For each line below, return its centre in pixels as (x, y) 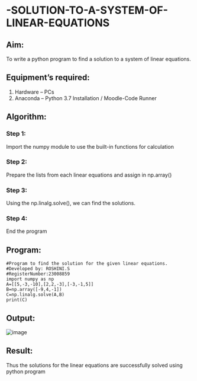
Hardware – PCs (34, 92)
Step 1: (16, 134)
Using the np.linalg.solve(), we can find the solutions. (71, 203)
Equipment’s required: (48, 78)
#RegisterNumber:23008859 (38, 274)
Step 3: (17, 190)
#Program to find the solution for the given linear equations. (87, 264)
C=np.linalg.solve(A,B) (35, 295)
